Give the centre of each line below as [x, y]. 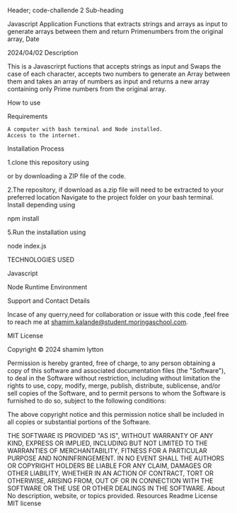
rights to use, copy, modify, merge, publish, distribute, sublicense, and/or [114, 386]
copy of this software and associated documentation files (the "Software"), [117, 370]
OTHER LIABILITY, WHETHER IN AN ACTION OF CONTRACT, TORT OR [110, 473]
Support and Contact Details [49, 301]
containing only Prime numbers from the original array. [87, 89]
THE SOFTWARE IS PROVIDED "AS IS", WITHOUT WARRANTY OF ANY [110, 436]
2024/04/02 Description [43, 53]
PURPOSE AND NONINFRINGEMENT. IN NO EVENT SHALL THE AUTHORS [116, 458]
